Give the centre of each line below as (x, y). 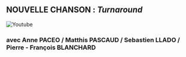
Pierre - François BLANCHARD (51, 47)
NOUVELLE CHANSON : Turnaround (74, 10)
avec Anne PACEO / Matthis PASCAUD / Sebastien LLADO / (93, 40)
